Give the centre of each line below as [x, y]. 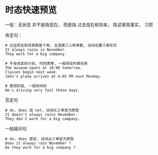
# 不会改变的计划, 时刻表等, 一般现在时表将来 [46, 63]
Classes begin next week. [31, 72]
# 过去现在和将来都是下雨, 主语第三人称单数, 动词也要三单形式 [61, 45]
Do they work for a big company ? [40, 147]
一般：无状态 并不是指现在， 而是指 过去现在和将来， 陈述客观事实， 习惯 [79, 25]
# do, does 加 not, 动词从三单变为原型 [42, 110]
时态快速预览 [31, 10]
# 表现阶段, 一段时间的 [26, 86]
